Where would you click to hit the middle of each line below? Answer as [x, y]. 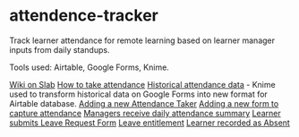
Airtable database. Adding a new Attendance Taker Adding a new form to [144, 103]
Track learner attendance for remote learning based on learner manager [142, 40]
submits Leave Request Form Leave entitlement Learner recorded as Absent [150, 123]
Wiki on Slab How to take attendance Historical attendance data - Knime [142, 84]
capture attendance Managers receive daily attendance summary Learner [145, 113]
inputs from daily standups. [60, 49]
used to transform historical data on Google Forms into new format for [139, 94]
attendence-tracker [84, 16]
